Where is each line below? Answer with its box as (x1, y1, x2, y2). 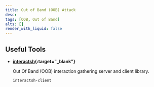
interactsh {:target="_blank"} (12, 58, 76, 64)
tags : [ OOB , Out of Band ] (5, 17, 60, 22)
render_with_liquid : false (5, 26, 62, 31)
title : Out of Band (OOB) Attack (5, 7, 76, 13)
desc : (5, 12, 17, 17)
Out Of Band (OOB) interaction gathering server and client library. (12, 68, 149, 74)
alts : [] (5, 21, 24, 27)
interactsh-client (12, 78, 52, 83)
